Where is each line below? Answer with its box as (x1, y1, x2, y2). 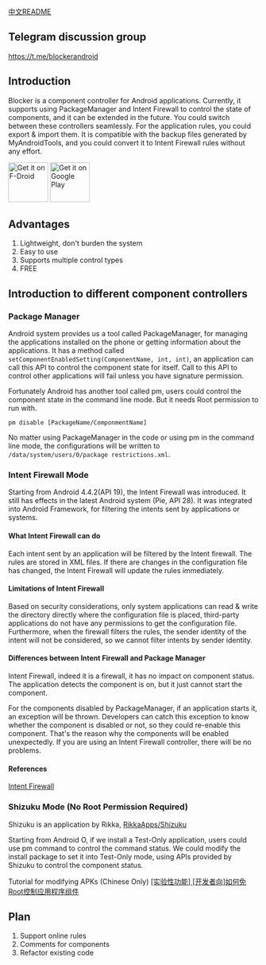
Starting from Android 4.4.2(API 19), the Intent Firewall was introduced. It (8, 487, 246, 497)
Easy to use (19, 247, 58, 257)
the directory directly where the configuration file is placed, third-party (8, 610, 240, 619)
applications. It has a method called (8, 346, 125, 355)
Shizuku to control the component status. (8, 860, 144, 870)
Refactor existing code (19, 948, 94, 958)
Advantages (8, 218, 70, 231)
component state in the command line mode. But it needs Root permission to (8, 395, 259, 405)
